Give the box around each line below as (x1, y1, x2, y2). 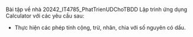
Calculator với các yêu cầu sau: (5, 12, 85, 19)
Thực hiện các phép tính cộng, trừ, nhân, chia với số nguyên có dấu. (14, 24, 186, 31)
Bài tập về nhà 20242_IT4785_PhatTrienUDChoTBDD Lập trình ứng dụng (5, 6, 188, 13)
